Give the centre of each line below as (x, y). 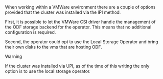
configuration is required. (31, 32)
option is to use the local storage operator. (48, 71)
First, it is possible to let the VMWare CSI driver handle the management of (80, 22)
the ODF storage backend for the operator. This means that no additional (78, 27)
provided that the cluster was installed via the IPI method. (63, 12)
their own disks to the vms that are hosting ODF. (54, 47)
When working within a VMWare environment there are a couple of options (80, 7)
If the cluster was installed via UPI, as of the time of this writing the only (77, 66)
